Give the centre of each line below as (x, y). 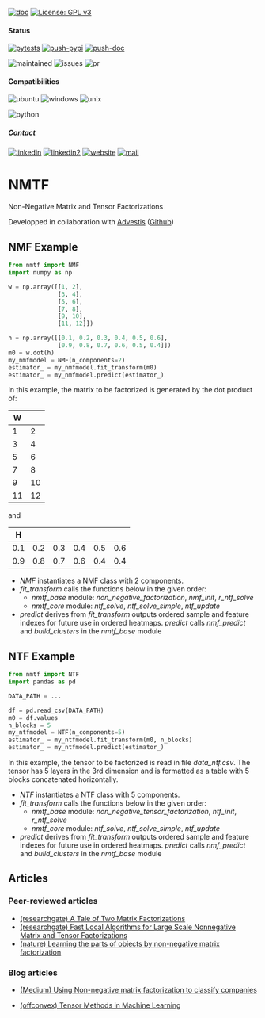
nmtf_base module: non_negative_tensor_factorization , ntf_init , (134, 812)
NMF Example (43, 247)
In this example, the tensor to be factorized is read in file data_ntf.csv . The (129, 763)
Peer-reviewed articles (53, 901)
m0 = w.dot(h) (32, 353)
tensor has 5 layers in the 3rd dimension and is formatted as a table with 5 (129, 771)
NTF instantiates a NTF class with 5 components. (100, 795)
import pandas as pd (42, 682)
